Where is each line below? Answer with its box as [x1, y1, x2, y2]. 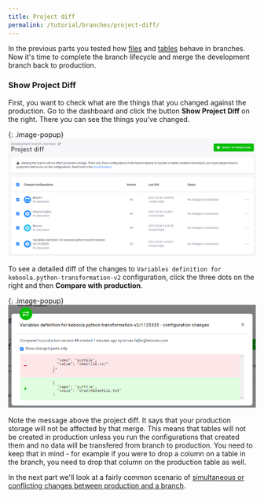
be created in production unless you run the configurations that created [8, 432, 240, 441]
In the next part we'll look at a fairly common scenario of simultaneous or [8, 472, 245, 481]
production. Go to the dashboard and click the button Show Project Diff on [8, 106, 250, 116]
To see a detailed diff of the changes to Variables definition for [8, 264, 222, 273]
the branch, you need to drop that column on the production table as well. [8, 457, 247, 467]
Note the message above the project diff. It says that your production [8, 415, 232, 425]
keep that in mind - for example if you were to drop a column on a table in [8, 448, 246, 458]
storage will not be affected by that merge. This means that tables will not [8, 423, 246, 433]
